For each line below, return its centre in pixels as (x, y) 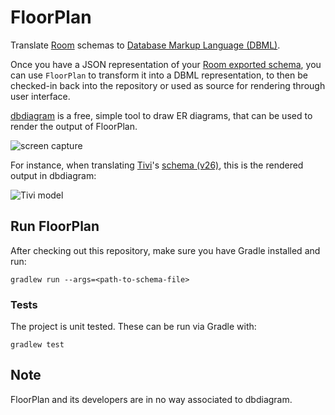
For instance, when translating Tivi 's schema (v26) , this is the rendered (157, 165)
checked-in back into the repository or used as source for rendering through (168, 85)
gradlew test (37, 345)
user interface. (40, 96)
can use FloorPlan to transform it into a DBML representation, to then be (159, 75)
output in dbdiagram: (53, 175)
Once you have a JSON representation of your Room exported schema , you (166, 64)
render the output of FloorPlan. (74, 126)
